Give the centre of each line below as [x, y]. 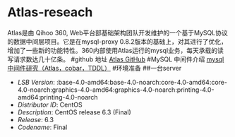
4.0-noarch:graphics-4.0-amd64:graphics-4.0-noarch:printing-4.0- [116, 90]
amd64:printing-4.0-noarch [58, 97]
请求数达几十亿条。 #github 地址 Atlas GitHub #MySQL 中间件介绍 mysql [119, 59]
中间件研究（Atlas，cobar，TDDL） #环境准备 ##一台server [95, 68]
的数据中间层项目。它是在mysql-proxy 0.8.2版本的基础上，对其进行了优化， [117, 41]
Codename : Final [42, 127]
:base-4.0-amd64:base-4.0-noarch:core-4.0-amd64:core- [142, 82]
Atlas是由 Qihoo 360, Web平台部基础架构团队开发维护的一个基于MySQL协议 [117, 32]
